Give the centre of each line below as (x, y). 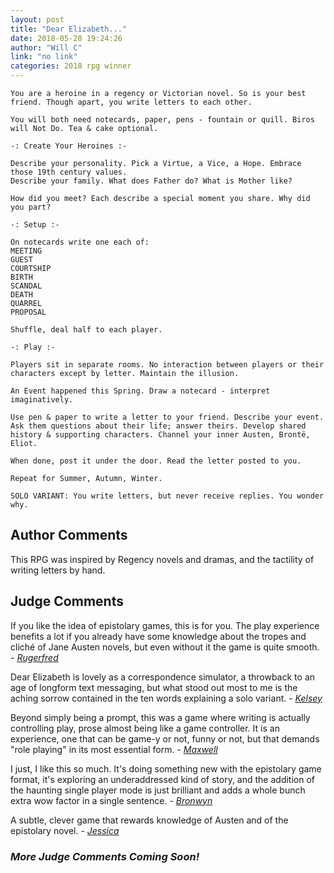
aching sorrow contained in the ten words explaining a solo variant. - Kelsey (166, 698)
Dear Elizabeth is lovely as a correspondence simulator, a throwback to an (163, 677)
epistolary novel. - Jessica (65, 830)
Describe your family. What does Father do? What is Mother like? (151, 181)
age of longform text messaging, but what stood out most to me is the (154, 687)
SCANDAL (26, 286)
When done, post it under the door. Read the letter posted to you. (156, 461)
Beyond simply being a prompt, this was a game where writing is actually (160, 717)
